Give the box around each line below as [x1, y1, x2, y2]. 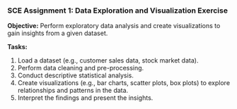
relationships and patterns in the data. [17, 86, 129, 95]
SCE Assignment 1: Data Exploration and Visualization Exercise [7, 6, 229, 15]
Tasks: [7, 43, 28, 51]
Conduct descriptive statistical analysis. [17, 71, 134, 79]
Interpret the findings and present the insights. [17, 94, 154, 102]
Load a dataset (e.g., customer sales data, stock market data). [17, 56, 199, 65]
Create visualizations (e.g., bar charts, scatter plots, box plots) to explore [17, 79, 231, 87]
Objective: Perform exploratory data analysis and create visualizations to [7, 22, 221, 30]
